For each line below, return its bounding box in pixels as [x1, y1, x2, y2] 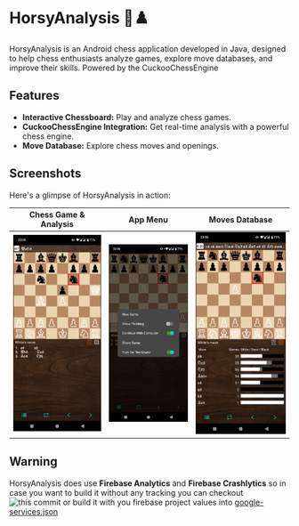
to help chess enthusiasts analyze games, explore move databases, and [9, 53, 273, 63]
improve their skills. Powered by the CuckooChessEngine [9, 62, 219, 73]
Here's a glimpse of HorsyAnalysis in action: [9, 190, 171, 200]
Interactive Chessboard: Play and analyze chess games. [21, 111, 231, 122]
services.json [9, 506, 59, 517]
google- [234, 497, 264, 507]
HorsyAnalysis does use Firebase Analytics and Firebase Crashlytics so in [9, 478, 287, 489]
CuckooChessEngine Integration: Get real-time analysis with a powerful [21, 121, 289, 132]
